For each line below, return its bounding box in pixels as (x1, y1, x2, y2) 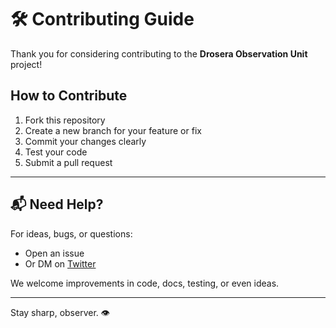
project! (10, 58, 43, 70)
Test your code (24, 146, 88, 158)
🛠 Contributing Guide (10, 8, 195, 31)
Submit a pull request (24, 156, 113, 168)
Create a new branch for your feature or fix (24, 124, 202, 136)
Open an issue (24, 247, 85, 259)
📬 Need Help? (10, 196, 104, 213)
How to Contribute (10, 87, 128, 105)
